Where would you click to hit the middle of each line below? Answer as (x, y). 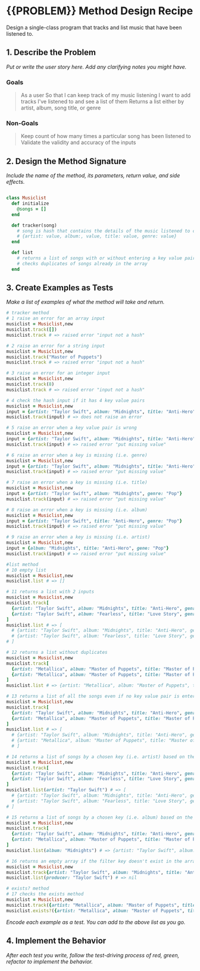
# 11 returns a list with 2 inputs (50, 592)
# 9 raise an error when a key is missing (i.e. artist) (78, 537)
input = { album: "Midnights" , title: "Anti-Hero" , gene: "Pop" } (87, 549)
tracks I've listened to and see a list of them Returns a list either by (102, 102)
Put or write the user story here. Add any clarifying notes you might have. (96, 67)
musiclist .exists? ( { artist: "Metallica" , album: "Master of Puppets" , (96, 911)
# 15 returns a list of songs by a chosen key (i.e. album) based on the (100, 817)
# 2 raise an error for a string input (56, 346)
